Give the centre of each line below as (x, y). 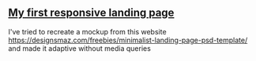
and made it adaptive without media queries (80, 48)
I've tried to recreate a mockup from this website (88, 31)
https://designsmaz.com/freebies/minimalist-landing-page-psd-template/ (128, 40)
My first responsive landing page (91, 13)
